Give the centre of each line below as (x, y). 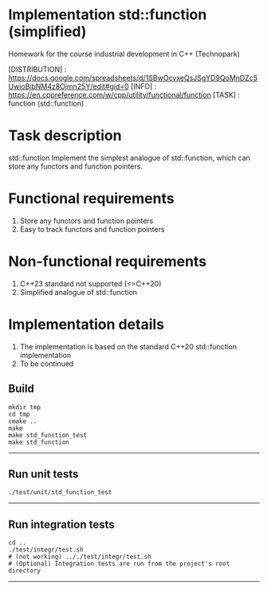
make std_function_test (48, 435)
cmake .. (23, 421)
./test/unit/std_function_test (60, 492)
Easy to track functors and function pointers (92, 229)
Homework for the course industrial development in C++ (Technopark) (124, 54)
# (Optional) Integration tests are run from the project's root (119, 564)
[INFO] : (144, 86)
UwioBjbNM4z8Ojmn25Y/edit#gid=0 (69, 86)
